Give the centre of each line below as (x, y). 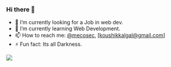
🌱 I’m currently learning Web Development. (67, 28)
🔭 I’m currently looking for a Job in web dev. (69, 23)
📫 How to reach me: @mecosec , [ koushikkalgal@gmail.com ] (90, 36)
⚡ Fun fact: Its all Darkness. (48, 44)
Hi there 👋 (21, 9)
